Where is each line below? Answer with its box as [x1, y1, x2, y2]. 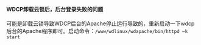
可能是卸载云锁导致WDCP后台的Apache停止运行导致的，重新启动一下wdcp [6, 20, 195, 27]
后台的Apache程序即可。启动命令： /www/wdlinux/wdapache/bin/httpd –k [6, 28, 188, 35]
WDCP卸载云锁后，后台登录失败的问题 [6, 5, 104, 13]
